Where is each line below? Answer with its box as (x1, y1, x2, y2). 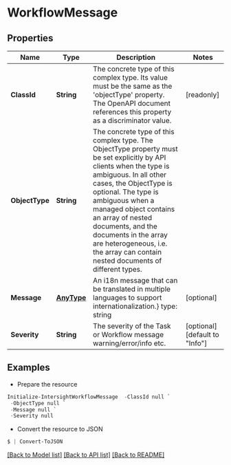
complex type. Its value (92, 73, 168, 82)
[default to (185, 330, 220, 339)
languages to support (92, 293, 162, 302)
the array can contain (92, 248, 162, 257)
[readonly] (185, 90, 220, 99)
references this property (92, 107, 172, 116)
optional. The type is (92, 187, 159, 197)
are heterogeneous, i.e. (92, 239, 168, 248)
